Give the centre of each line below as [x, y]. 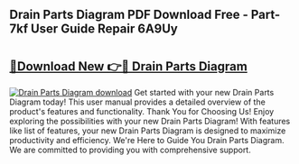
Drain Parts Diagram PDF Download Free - [129, 15]
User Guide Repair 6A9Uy [104, 29]
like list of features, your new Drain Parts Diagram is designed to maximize [148, 131]
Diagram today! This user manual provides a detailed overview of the [138, 102]
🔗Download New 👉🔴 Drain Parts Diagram [129, 66]
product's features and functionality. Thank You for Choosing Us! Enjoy [142, 111]
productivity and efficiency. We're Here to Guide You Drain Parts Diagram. [147, 140]
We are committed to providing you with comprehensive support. [130, 150]
